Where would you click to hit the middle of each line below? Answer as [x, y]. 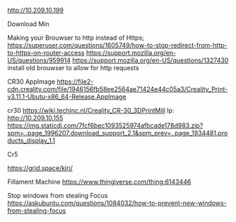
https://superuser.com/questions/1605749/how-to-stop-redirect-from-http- [117, 45]
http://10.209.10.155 [35, 118]
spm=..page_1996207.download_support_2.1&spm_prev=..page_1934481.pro [118, 133]
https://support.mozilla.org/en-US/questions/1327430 [150, 60]
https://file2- [75, 82]
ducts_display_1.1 [31, 140]
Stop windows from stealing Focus [58, 195]
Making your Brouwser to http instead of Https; [76, 38]
